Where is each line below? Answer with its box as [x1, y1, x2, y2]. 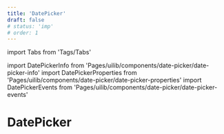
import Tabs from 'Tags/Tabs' [7, 48, 92, 56]
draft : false [7, 16, 45, 23]
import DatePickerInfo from [7, 61, 85, 69]
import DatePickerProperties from [41, 69, 137, 77]
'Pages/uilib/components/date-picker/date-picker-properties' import [7, 76, 202, 85]
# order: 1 [7, 29, 39, 36]
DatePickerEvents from [7, 83, 73, 91]
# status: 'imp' [7, 23, 54, 30]
